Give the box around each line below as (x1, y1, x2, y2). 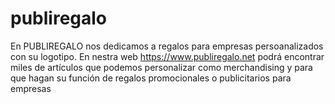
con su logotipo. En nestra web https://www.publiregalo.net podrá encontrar (10, 50, 325, 62)
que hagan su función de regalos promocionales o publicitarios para (10, 72, 292, 84)
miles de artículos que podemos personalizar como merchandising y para (10, 61, 313, 73)
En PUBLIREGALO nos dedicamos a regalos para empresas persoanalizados (10, 40, 324, 52)
